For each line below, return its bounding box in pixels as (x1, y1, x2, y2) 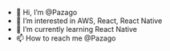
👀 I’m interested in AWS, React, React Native (15, 16, 163, 25)
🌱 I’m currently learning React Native (15, 25, 138, 33)
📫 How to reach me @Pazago (15, 33, 116, 43)
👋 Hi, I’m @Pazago (15, 8, 78, 17)
